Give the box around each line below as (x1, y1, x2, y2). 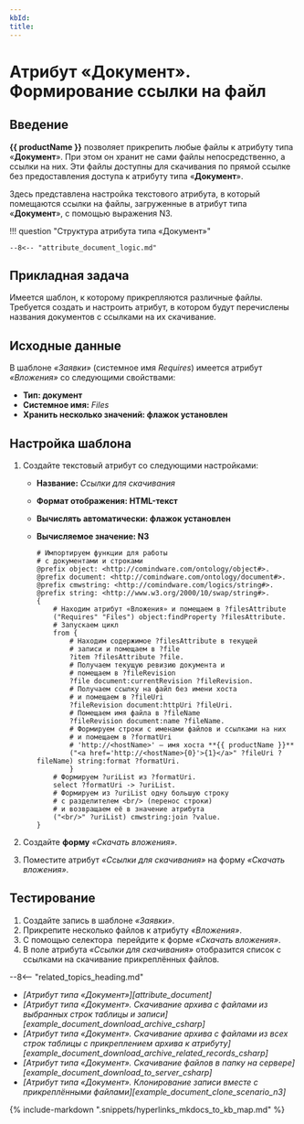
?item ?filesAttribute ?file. (68, 652, 184, 661)
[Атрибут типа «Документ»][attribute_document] (22, 989, 212, 1000)
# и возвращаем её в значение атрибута (53, 804, 205, 814)
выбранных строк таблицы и (22, 1008, 135, 1020)
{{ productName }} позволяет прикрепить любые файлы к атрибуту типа (9, 141, 294, 152)
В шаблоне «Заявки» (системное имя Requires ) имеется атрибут (9, 362, 263, 373)
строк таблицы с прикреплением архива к (22, 1037, 190, 1048)
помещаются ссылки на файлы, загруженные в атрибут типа (9, 198, 247, 209)
